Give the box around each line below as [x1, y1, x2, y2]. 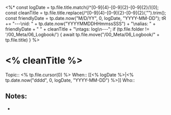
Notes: [5, 92, 27, 101]
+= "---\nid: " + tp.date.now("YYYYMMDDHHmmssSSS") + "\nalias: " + [5, 20, 156, 27]
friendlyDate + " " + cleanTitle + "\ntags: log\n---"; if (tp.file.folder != [5, 26, 150, 32]
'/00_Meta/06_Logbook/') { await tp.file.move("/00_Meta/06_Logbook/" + [5, 32, 160, 37]
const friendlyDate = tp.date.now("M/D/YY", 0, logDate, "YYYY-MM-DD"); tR [5, 15, 166, 21]
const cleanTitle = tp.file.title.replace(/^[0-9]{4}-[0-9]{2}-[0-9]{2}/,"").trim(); [5, 10, 166, 16]
